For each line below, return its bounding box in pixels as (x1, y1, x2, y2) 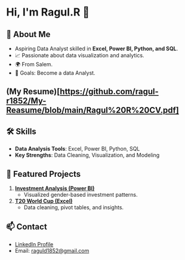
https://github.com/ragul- (59, 87, 159, 97)
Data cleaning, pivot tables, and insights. (23, 204, 124, 211)
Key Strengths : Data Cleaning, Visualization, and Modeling (14, 152, 160, 159)
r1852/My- (6, 96, 47, 106)
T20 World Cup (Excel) (14, 197, 73, 205)
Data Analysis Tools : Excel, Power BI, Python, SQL (14, 145, 140, 152)
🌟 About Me (6, 29, 51, 39)
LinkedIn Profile (14, 240, 54, 247)
